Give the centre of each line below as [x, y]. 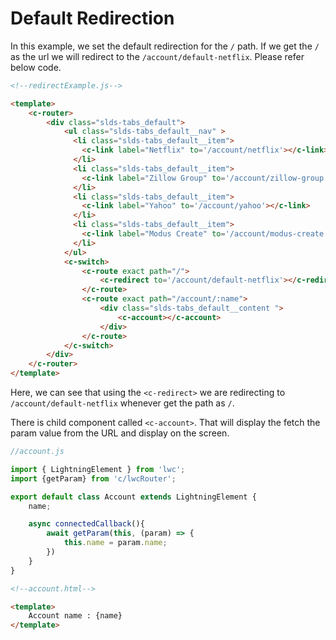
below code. [36, 67]
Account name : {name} [75, 616]
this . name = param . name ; [115, 543]
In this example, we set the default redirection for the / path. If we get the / [165, 46]
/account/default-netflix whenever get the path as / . [122, 403]
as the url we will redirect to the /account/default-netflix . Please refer [157, 56]
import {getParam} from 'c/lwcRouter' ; [93, 478]
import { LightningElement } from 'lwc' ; [98, 469]
